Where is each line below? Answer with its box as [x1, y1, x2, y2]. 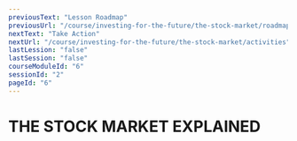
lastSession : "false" [8, 54, 89, 63]
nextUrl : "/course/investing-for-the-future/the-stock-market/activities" [8, 37, 291, 47]
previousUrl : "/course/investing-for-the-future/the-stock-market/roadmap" [8, 21, 294, 30]
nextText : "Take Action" [8, 29, 100, 38]
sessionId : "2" [8, 70, 65, 79]
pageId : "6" [8, 78, 52, 87]
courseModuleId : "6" [8, 63, 85, 71]
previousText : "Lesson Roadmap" [8, 12, 128, 22]
